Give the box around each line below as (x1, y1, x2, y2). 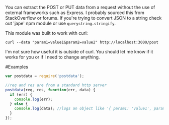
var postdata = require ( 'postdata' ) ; (5, 74, 84, 79)
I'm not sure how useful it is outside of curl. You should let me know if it (5, 49, 153, 54)
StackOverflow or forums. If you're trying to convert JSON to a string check (5, 15, 162, 21)
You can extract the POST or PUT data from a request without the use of (5, 5, 155, 10)
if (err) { (10, 92, 33, 97)
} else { (10, 101, 28, 106)
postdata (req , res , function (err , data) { (5, 87, 96, 92)
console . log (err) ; (14, 97, 53, 102)
